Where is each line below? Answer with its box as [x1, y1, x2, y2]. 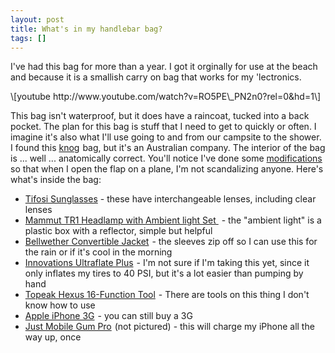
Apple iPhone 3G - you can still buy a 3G [24, 310, 193, 322]
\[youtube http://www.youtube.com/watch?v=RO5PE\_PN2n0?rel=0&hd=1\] [10, 91, 322, 103]
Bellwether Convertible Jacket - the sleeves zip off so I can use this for [24, 236, 318, 248]
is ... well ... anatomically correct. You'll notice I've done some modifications [10, 152, 323, 165]
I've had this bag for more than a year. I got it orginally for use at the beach [10, 61, 318, 73]
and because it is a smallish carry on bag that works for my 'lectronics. [10, 71, 302, 83]
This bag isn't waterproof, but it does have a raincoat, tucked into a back [10, 110, 310, 122]
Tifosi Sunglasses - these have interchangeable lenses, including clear [24, 193, 317, 205]
